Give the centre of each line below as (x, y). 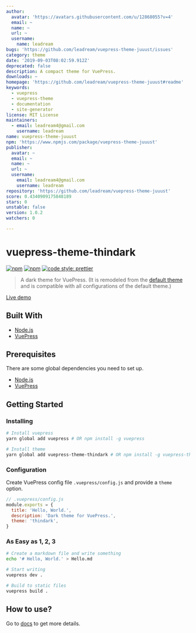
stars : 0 (17, 202)
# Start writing (26, 570)
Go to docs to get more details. (43, 623)
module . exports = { (30, 505)
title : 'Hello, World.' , (41, 510)
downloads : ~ (22, 77)
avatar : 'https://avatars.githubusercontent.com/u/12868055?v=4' (92, 17)
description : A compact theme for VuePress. (61, 71)
